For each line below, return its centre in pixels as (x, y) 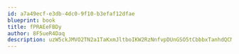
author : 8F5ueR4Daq (36, 33)
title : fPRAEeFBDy (34, 27)
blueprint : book (31, 20)
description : (27, 40)
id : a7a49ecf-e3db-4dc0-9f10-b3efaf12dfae (71, 14)
